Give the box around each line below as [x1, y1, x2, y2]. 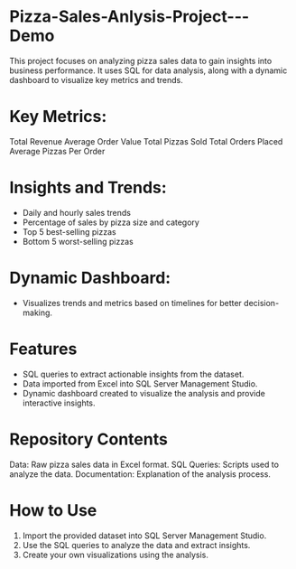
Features [9, 339, 78, 359]
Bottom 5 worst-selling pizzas [22, 236, 134, 247]
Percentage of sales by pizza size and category [22, 217, 200, 228]
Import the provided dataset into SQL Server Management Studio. [22, 530, 267, 541]
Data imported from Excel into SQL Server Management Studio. [22, 378, 258, 389]
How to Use [9, 499, 97, 520]
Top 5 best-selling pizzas [22, 226, 116, 237]
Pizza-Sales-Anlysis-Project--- [9, 6, 250, 27]
